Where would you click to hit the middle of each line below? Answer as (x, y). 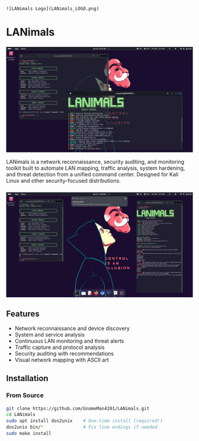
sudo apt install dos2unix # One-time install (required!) (84, 421)
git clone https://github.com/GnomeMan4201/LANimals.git (78, 408)
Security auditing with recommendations (64, 353)
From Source (25, 395)
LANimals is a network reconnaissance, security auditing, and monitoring (95, 161)
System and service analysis (49, 334)
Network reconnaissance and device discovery (72, 328)
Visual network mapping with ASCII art (62, 360)
